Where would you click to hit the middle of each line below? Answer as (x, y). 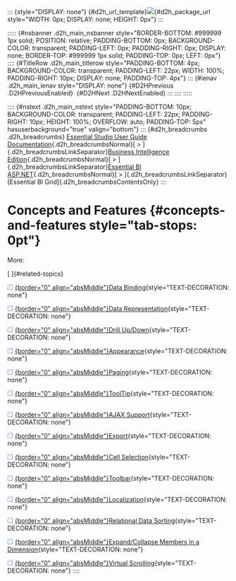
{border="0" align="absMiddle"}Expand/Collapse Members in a (107, 541)
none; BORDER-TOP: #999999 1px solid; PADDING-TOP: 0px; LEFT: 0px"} (114, 55)
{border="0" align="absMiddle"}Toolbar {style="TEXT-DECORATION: (115, 478)
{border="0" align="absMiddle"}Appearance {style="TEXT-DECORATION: (122, 351)
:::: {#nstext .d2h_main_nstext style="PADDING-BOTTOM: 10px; (100, 107)
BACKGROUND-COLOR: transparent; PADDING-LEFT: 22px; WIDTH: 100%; (116, 70)
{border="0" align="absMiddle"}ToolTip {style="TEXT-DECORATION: (114, 393)
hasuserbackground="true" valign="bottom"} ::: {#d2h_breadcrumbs (107, 129)
